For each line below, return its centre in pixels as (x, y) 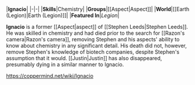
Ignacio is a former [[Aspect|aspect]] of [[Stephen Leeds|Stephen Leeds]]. (97, 27)
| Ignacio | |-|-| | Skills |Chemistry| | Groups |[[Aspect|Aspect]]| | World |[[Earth (98, 9)
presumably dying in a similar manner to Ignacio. (65, 64)
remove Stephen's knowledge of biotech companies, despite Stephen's (93, 52)
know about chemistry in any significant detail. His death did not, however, (97, 45)
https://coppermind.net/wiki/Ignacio (50, 76)
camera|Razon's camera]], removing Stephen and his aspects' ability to (93, 39)
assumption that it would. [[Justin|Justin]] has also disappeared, (84, 58)
